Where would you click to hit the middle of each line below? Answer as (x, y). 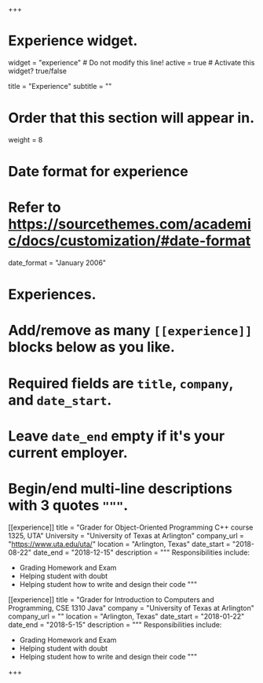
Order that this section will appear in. (131, 118)
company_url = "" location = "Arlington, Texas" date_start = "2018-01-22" (126, 616)
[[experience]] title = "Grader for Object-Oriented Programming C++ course (131, 527)
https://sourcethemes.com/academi (130, 224)
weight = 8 (26, 139)
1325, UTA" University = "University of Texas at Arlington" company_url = (126, 535)
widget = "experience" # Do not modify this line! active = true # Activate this (131, 62)
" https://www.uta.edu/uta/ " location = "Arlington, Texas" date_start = (119, 544)
